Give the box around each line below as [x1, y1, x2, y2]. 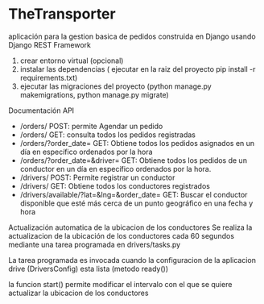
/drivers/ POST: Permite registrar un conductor [19, 173, 175, 182]
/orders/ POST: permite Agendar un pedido [19, 121, 163, 131]
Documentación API [8, 106, 75, 115]
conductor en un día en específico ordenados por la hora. [19, 164, 212, 173]
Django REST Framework [8, 40, 91, 49]
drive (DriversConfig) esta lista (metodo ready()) [8, 264, 169, 273]
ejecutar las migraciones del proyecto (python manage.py [19, 81, 212, 91]
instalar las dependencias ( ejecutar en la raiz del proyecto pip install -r [19, 64, 256, 73]
